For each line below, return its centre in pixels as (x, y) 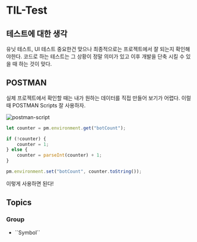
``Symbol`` (27, 233)
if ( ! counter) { (26, 139)
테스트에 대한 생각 (37, 34)
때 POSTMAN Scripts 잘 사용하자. (46, 105)
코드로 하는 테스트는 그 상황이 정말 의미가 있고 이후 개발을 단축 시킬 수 (104, 56)
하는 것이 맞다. (35, 64)
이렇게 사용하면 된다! (30, 183)
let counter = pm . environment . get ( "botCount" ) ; (66, 128)
